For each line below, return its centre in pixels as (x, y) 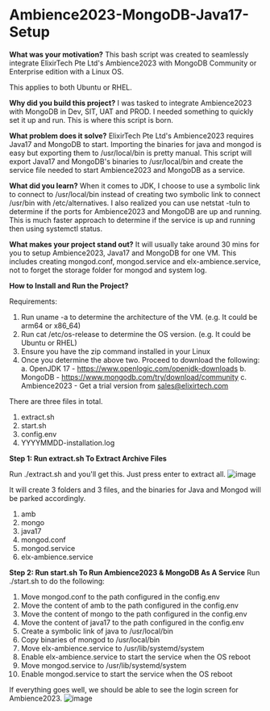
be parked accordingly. (48, 498)
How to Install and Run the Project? (69, 285)
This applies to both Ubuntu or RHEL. (71, 87)
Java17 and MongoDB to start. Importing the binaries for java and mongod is (135, 144)
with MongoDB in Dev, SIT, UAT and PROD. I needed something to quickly (131, 111)
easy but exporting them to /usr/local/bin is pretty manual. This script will (131, 153)
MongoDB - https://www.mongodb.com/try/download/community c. (133, 377)
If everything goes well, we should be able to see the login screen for (124, 689)
